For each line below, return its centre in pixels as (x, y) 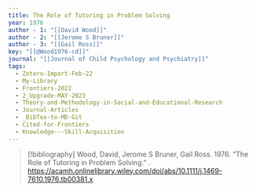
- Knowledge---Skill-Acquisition (70, 132)
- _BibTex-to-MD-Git (49, 117)
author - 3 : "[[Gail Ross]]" (56, 45)
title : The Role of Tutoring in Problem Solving (89, 15)
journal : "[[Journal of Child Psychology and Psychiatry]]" (109, 59)
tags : (17, 67)
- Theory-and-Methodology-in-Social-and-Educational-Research (119, 103)
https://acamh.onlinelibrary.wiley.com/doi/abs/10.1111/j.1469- (124, 171)
